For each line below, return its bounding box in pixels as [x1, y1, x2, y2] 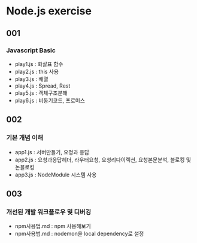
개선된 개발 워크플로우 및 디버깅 [6, 208, 92, 216]
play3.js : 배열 [14, 75, 49, 82]
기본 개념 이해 [6, 134, 44, 142]
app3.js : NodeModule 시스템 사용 [14, 171, 97, 178]
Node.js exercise [6, 4, 92, 18]
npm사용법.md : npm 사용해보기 [14, 223, 91, 230]
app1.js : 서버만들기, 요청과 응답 [14, 148, 90, 155]
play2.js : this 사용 [14, 68, 59, 75]
